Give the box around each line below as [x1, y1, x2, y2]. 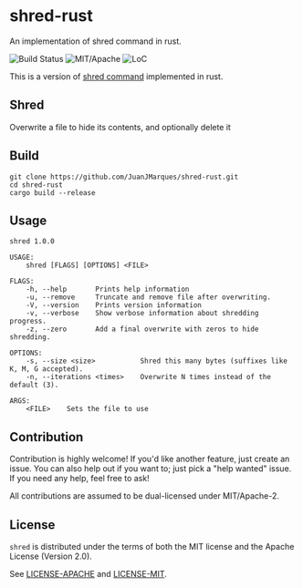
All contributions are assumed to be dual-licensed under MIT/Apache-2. [9, 490, 280, 501]
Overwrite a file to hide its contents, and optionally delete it [9, 121, 231, 132]
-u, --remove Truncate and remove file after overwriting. [26, 293, 272, 302]
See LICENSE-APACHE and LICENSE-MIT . [9, 569, 167, 579]
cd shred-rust [9, 180, 64, 190]
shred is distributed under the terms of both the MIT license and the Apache [9, 542, 295, 552]
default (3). [9, 380, 59, 390]
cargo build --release [9, 188, 96, 197]
